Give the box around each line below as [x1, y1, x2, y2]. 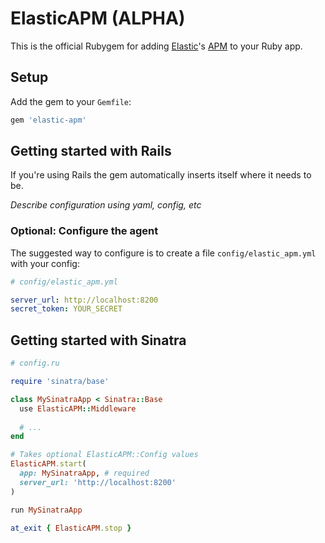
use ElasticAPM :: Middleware [19, 403, 137, 414]
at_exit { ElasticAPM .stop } [10, 523, 132, 533]
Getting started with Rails [10, 143, 172, 160]
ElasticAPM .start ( [10, 459, 87, 469]
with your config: [10, 257, 80, 269]
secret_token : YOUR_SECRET [10, 304, 123, 314]
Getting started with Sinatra [10, 332, 187, 349]
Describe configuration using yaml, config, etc [10, 199, 202, 211]
